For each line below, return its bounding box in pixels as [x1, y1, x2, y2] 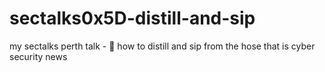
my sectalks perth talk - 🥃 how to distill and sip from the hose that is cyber [9, 40, 316, 52]
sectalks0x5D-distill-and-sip [9, 7, 256, 30]
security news [9, 50, 68, 62]
